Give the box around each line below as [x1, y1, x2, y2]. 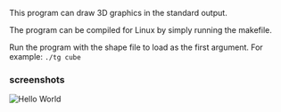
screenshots [9, 73, 65, 85]
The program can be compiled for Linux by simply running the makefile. [9, 25, 272, 35]
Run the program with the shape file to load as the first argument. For [9, 42, 263, 52]
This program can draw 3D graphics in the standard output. [9, 8, 227, 18]
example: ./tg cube [9, 52, 82, 61]
